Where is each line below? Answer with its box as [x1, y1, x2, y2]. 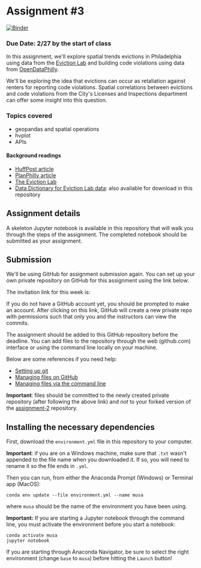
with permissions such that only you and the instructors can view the [6, 313, 176, 320]
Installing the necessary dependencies [6, 422, 155, 432]
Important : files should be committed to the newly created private [6, 392, 170, 399]
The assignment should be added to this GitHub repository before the [6, 331, 178, 339]
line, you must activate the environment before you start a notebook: [6, 521, 176, 528]
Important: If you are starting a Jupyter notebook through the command [6, 514, 185, 522]
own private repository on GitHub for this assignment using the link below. [6, 277, 189, 284]
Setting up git [14, 367, 49, 375]
